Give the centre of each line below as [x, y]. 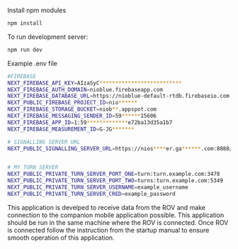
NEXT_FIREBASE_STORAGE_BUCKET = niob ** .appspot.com [82, 109]
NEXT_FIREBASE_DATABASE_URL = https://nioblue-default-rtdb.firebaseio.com [119, 96]
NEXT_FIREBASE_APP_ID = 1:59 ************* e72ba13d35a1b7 [90, 122]
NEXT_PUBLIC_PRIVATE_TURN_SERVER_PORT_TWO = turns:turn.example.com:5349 [115, 181]
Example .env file [33, 63]
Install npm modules [37, 10]
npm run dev [25, 50]
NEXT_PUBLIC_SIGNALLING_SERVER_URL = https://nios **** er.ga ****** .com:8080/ [120, 148]
